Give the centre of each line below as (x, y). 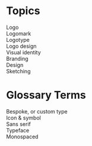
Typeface (18, 130)
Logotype (18, 40)
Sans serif (18, 124)
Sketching (18, 71)
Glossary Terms (46, 95)
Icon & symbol (24, 118)
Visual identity (23, 52)
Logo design (21, 46)
